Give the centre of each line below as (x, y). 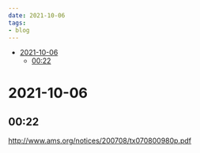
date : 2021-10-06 (37, 15)
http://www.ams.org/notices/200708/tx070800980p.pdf (100, 141)
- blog (19, 30)
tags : (17, 23)
